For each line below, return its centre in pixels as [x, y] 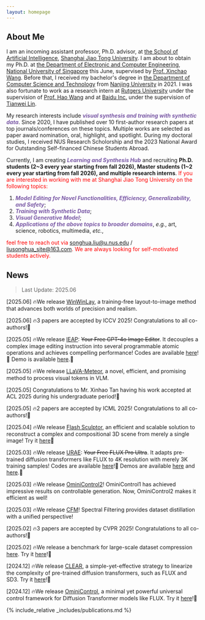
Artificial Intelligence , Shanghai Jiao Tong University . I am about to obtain [99, 58]
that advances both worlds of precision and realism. [72, 309]
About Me [25, 37]
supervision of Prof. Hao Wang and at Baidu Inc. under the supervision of [99, 97]
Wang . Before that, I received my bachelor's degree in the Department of [98, 78]
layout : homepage [28, 12]
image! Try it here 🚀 [30, 441]
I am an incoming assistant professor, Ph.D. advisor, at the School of [92, 52]
